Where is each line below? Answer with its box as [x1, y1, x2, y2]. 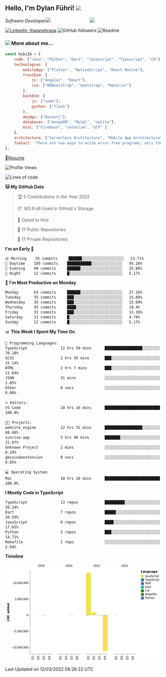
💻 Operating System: [5, 470, 49, 474]
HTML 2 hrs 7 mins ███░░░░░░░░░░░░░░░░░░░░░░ [5, 365, 161, 370]
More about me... [11, 40, 53, 47]
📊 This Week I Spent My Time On [5, 329, 75, 335]
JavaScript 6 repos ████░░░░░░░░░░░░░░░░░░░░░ [5, 520, 161, 525]
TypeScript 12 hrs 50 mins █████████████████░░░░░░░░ [5, 345, 161, 350]
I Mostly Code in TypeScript [5, 489, 63, 495]
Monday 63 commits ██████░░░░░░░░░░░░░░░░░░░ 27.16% [5, 290, 142, 295]
